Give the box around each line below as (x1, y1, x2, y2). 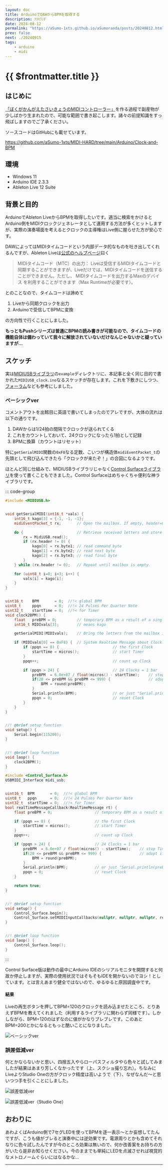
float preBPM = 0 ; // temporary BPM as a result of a (14, 617, 151, 622)
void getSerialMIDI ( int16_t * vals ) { (5, 512, 84, 517)
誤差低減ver (5, 1047, 34, 1054)
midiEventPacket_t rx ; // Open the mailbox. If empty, (14, 521, 144, 526)
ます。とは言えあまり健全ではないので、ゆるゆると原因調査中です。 (13, 979, 153, 985)
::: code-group (5, 488, 35, 495)
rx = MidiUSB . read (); (23, 534, 68, 540)
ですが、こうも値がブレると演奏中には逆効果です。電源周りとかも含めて (5, 1136, 153, 1142)
